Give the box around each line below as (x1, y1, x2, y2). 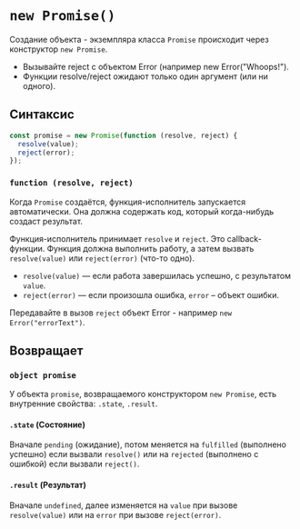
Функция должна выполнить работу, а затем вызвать (46, 243, 255, 254)
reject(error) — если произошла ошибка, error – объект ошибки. (22, 289, 280, 300)
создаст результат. (9, 215, 84, 226)
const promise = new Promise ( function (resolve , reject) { (9, 131, 238, 140)
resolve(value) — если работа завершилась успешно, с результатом (22, 270, 291, 281)
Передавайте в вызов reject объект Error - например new (9, 307, 233, 318)
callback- (226, 233, 262, 244)
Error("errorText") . (9, 316, 85, 327)
